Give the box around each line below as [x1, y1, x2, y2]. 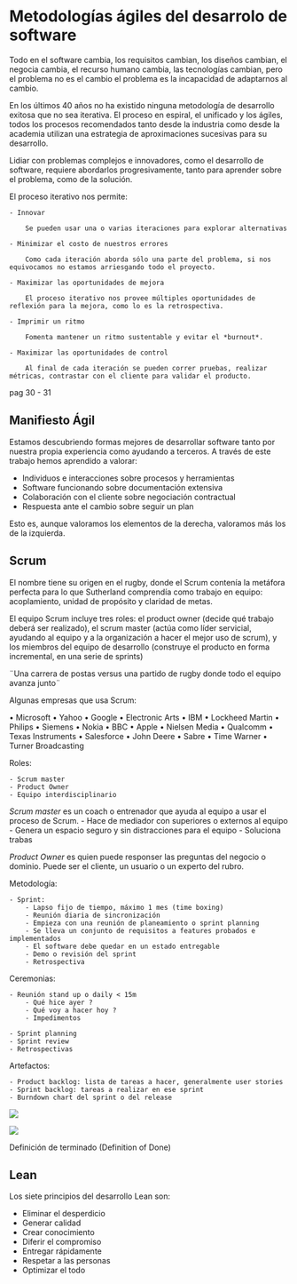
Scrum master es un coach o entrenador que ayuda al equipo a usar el [9, 806, 267, 817]
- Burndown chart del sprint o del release [9, 1093, 173, 1102]
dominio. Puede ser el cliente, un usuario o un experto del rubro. [9, 860, 245, 872]
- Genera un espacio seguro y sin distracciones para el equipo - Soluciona [9, 825, 281, 835]
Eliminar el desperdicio [21, 1208, 106, 1219]
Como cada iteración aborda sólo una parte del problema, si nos [25, 255, 272, 264]
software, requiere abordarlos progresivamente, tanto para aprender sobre [9, 164, 282, 175]
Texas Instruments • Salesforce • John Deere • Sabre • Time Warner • [9, 730, 268, 741]
